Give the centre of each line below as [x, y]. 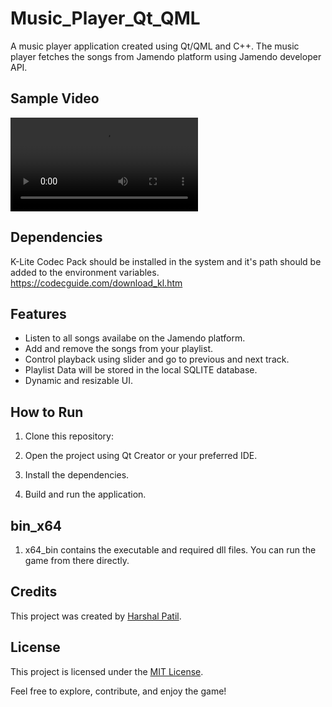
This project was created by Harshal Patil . [96, 616]
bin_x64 [36, 525]
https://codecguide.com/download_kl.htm [96, 283]
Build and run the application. [85, 494]
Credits [34, 592]
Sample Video [55, 98]
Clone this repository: [69, 436]
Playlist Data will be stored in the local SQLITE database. [141, 370]
